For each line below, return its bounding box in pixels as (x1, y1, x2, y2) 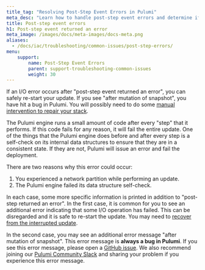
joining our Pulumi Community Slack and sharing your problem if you (6, 250, 179, 258)
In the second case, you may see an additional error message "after (6, 231, 177, 238)
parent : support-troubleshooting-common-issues (28, 65, 151, 72)
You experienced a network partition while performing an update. (15, 175, 180, 183)
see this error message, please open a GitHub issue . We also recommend (6, 244, 191, 252)
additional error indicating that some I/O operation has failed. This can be (6, 207, 190, 214)
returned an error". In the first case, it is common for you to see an (18, 200, 185, 207)
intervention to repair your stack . (6, 107, 88, 115)
